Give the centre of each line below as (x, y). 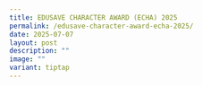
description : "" (39, 51)
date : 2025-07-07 (42, 34)
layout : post (34, 43)
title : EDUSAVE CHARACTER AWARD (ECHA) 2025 (93, 17)
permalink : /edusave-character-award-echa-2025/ (101, 26)
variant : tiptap (39, 68)
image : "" (28, 59)
